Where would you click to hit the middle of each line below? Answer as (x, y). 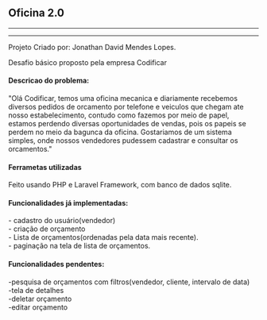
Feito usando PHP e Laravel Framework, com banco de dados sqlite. (120, 185)
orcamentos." (30, 149)
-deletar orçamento (40, 299)
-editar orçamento (38, 307)
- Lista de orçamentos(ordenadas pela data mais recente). (103, 237)
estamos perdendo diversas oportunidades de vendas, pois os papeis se (127, 124)
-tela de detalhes (36, 290)
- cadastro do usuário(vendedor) (62, 221)
